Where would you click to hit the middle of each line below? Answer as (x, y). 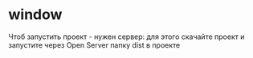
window (35, 15)
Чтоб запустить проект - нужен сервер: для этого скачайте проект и (126, 37)
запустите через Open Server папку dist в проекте (94, 44)
